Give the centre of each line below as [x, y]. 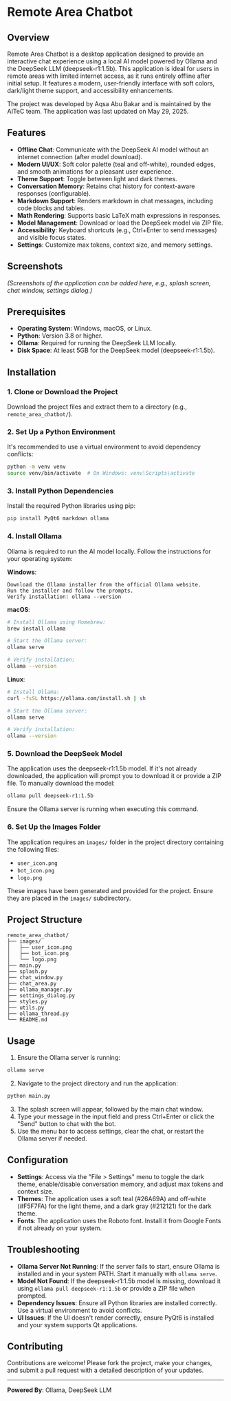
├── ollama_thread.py [38, 1014]
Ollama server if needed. [52, 1138]
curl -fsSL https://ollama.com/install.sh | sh [77, 698]
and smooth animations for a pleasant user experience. [95, 171]
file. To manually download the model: [61, 784]
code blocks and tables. [51, 208]
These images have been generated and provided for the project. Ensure [110, 890]
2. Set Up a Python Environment [61, 432]
